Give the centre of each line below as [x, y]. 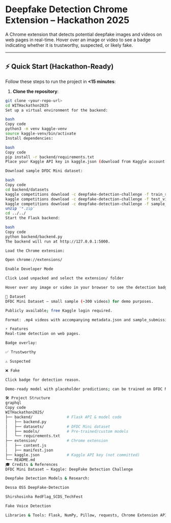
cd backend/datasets [27, 190]
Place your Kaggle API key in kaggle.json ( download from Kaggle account [85, 162]
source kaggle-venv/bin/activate [41, 134]
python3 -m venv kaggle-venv [36, 129]
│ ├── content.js [26, 446]
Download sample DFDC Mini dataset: [44, 171]
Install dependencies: [29, 138]
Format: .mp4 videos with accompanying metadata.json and [68, 320]
